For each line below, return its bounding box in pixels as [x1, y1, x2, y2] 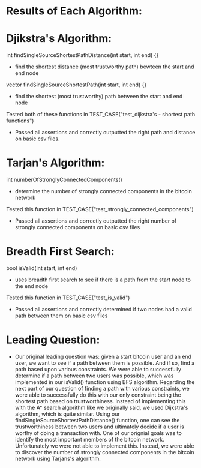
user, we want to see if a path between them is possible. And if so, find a [14, 359, 195, 367]
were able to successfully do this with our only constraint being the [14, 391, 181, 398]
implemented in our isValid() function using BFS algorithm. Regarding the [14, 378, 195, 385]
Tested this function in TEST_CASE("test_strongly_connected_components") [6, 206, 194, 213]
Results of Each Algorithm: [6, 4, 143, 18]
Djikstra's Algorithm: [6, 32, 112, 46]
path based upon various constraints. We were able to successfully [14, 365, 182, 373]
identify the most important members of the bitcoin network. [14, 436, 164, 443]
